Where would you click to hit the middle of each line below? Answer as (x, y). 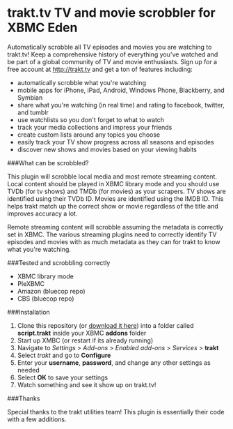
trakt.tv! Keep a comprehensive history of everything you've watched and (113, 54)
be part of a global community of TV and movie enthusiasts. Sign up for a (112, 61)
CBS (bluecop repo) (46, 299)
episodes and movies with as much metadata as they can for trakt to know (114, 241)
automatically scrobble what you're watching (81, 82)
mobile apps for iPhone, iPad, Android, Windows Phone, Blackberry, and (121, 90)
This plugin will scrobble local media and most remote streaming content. (112, 176)
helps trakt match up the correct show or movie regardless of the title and (113, 206)
